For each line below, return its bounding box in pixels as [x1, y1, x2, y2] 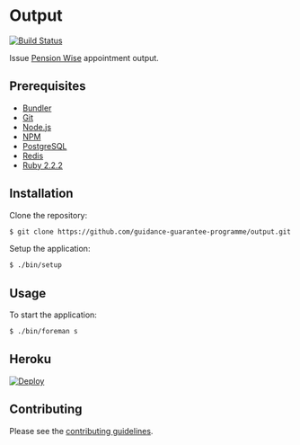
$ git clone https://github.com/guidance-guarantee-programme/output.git [9, 227, 292, 236]
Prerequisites [9, 78, 86, 94]
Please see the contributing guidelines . [9, 425, 154, 436]
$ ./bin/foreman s [9, 327, 78, 336]
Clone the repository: [9, 209, 88, 220]
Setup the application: [9, 244, 91, 254]
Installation [9, 186, 74, 201]
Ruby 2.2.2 [22, 159, 63, 171]
